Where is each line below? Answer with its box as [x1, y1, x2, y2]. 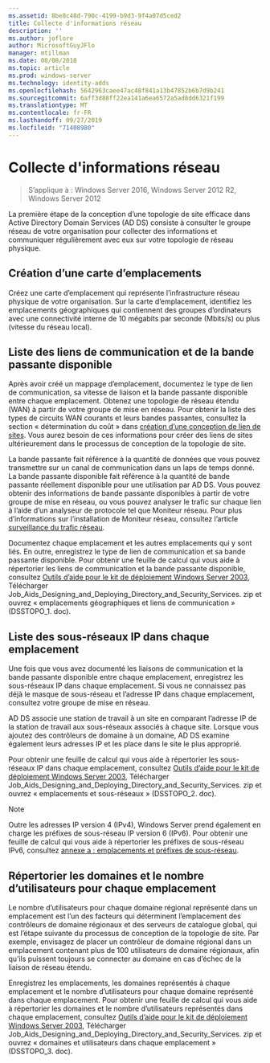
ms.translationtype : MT [8, 101, 88, 109]
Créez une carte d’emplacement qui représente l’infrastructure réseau [8, 288, 239, 297]
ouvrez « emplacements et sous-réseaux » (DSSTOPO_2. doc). [8, 789, 217, 799]
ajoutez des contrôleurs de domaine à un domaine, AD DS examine [8, 730, 231, 740]
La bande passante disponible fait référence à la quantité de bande [8, 472, 231, 481]
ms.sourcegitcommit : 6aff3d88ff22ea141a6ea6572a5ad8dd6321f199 [8, 94, 225, 102]
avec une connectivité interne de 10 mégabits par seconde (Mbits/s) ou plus [8, 313, 260, 323]
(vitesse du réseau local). [8, 322, 92, 332]
